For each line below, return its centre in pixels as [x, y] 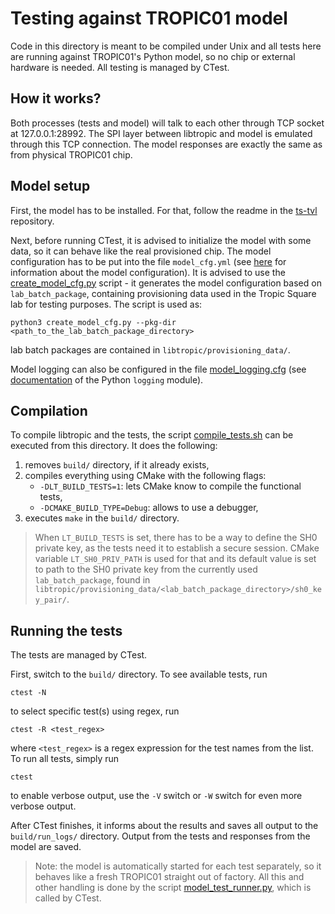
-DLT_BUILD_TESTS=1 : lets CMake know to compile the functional [170, 486]
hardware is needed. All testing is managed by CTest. [120, 67]
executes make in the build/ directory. [102, 518]
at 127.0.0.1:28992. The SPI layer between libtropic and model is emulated [161, 133]
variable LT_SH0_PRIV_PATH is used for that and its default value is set [175, 559]
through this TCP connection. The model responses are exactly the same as [166, 144]
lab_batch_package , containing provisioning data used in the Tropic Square [163, 293]
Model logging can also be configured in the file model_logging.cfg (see [158, 369]
